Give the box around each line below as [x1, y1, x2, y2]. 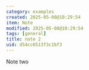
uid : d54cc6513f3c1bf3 [6, 42, 62, 48]
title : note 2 [6, 36, 42, 42]
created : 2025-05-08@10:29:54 [6, 14, 81, 20]
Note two [6, 58, 28, 65]
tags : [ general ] [6, 31, 46, 37]
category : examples [6, 8, 55, 15]
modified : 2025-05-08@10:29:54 [6, 25, 84, 31]
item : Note [6, 20, 33, 26]
